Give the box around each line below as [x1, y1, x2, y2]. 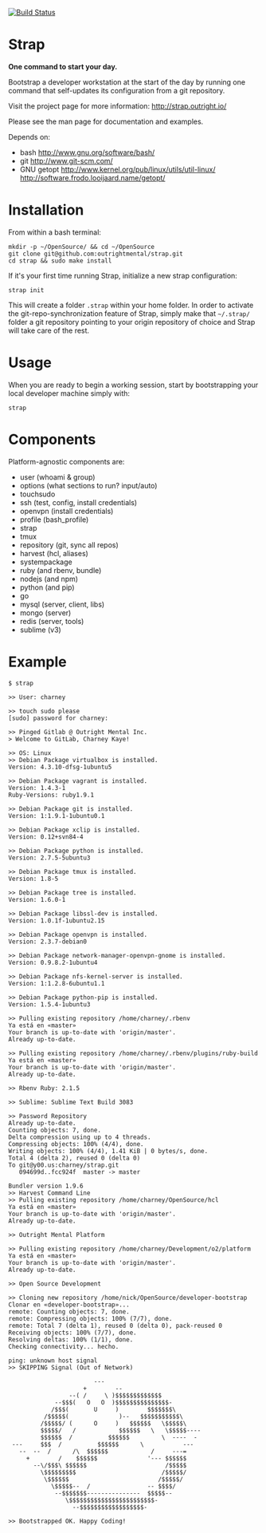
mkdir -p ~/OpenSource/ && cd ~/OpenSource [8, 243, 155, 251]
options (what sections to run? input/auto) [19, 480, 158, 490]
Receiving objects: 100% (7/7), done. [8, 1329, 137, 1337]
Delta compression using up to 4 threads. [8, 1133, 151, 1141]
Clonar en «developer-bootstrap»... [8, 1301, 130, 1309]
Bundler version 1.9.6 [8, 1182, 84, 1190]
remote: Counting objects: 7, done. [8, 1307, 130, 1316]
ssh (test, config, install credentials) [19, 497, 138, 507]
